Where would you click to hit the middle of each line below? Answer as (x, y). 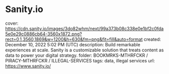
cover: (12, 23)
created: (152, 39)
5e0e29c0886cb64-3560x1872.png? (44, 34)
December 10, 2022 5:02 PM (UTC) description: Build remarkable (73, 44)
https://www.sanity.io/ (28, 66)
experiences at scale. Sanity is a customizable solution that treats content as (84, 50)
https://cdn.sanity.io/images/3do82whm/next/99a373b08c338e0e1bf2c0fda (84, 28)
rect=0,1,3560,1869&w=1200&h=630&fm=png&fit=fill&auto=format (74, 39)
